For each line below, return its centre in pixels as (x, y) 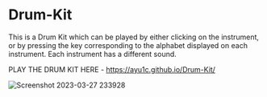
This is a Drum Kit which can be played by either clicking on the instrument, (134, 37)
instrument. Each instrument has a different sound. (93, 54)
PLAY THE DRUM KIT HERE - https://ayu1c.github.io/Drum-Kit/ (112, 69)
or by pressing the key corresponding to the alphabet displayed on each (128, 45)
